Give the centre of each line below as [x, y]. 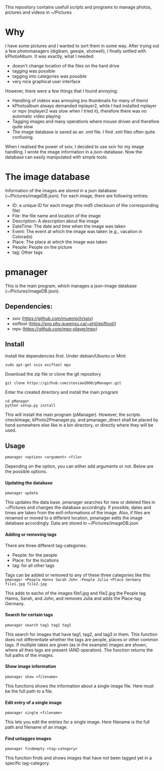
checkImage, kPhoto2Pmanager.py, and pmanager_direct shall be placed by [82, 420]
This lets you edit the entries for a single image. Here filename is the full [78, 722]
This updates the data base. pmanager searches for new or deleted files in [80, 502]
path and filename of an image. [36, 727]
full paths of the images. [30, 655]
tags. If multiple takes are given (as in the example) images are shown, [76, 645]
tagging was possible [34, 71]
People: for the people [35, 555]
